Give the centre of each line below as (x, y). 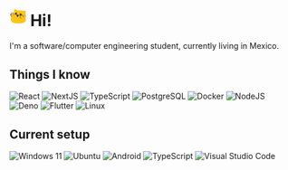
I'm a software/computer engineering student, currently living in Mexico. (144, 46)
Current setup (50, 134)
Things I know (50, 75)
